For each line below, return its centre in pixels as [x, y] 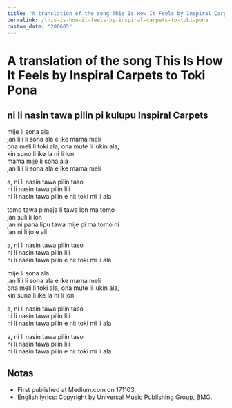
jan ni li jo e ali [27, 232]
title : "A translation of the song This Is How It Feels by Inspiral [109, 13]
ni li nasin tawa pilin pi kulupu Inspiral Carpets [108, 115]
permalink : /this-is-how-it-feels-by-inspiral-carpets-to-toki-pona [108, 20]
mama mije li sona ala [38, 161]
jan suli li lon [25, 217]
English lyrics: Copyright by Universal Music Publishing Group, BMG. [115, 397]
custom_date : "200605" [40, 26]
